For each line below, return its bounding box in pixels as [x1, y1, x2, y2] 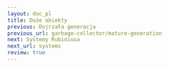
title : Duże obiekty [7, 17, 68, 24]
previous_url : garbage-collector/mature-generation [7, 29, 162, 37]
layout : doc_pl [7, 10, 52, 17]
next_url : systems [7, 43, 61, 50]
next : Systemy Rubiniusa [7, 36, 80, 43]
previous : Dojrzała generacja [7, 23, 96, 30]
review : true [7, 50, 46, 57]
